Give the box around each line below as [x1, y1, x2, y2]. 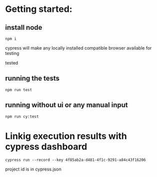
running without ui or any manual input [5, 101, 128, 110]
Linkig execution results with [5, 130, 127, 142]
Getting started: [5, 3, 73, 15]
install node [5, 23, 42, 32]
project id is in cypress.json [5, 166, 61, 172]
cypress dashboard [5, 141, 87, 152]
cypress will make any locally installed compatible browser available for [5, 45, 152, 51]
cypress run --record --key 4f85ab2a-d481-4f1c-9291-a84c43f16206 [5, 157, 146, 162]
